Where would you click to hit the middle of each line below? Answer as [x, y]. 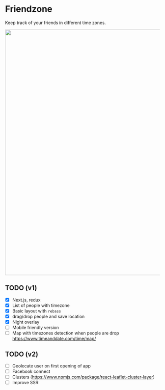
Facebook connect [31, 371]
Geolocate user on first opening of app [51, 366]
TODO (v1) [21, 288]
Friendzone [29, 9]
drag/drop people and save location [48, 316]
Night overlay [26, 322]
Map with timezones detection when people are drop [66, 333]
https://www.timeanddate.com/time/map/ [54, 339]
